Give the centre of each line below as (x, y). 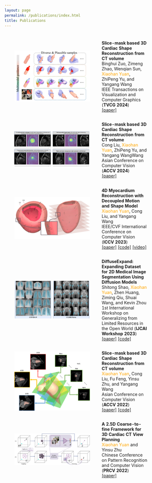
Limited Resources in (122, 323)
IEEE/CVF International (124, 226)
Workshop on (115, 313)
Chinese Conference (122, 455)
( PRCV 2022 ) (115, 470)
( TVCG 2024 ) (115, 105)
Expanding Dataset (122, 266)
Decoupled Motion (121, 200)
